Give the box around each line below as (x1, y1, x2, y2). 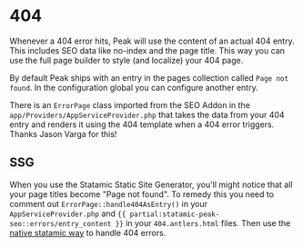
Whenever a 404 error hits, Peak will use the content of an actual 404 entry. (9, 35, 295, 46)
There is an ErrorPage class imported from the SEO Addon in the (9, 99, 250, 110)
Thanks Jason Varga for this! (9, 128, 117, 139)
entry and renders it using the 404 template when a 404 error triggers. (9, 119, 275, 130)
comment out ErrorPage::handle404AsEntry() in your (9, 198, 207, 209)
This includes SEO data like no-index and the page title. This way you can (9, 44, 285, 55)
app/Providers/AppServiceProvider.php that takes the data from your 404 (9, 109, 285, 120)
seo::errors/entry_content (9, 219, 112, 228)
